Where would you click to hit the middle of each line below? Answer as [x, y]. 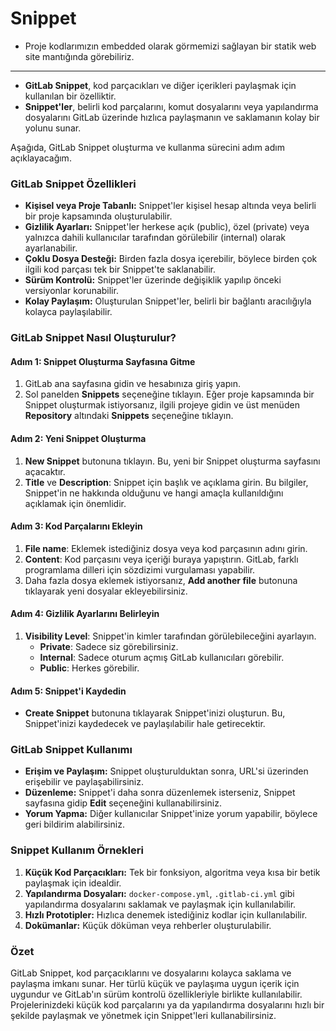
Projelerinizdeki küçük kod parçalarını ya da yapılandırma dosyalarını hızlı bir [167, 1005]
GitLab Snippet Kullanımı [71, 750]
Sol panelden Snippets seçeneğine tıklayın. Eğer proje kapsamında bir [169, 394]
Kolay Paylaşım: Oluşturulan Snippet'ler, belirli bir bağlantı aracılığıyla [168, 301]
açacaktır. [45, 471]
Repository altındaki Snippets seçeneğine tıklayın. [129, 416]
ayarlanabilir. [51, 248]
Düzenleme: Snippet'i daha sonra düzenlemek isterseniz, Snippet [160, 793]
